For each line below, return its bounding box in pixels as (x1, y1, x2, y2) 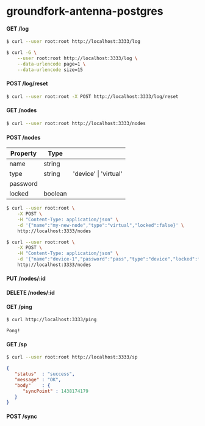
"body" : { (14, 382, 51, 389)
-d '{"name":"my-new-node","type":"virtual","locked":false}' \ (17, 222, 184, 228)
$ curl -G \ (6, 50, 37, 56)
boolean (43, 189, 67, 198)
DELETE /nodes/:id (6, 289, 55, 297)
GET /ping (6, 303, 32, 310)
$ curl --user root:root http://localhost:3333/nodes (6, 121, 146, 127)
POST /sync (6, 413, 38, 420)
